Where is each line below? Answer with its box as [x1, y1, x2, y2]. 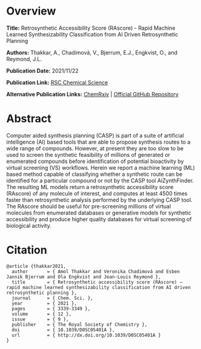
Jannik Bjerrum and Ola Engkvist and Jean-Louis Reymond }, [6, 274, 162, 280]
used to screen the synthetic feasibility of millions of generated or [6, 151, 171, 158]
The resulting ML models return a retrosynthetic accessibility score [6, 183, 174, 190]
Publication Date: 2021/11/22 [6, 67, 79, 74]
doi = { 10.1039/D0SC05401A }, [12, 327, 115, 333]
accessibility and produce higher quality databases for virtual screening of [6, 215, 192, 222]
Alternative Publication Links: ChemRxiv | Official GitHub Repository [6, 90, 179, 98]
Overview [6, 4, 56, 18]
